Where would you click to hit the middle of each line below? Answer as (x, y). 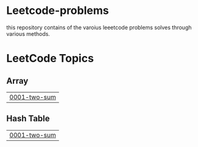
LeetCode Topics (50, 59)
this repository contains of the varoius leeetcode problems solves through (99, 27)
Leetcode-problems (58, 11)
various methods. (28, 33)
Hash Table (28, 119)
